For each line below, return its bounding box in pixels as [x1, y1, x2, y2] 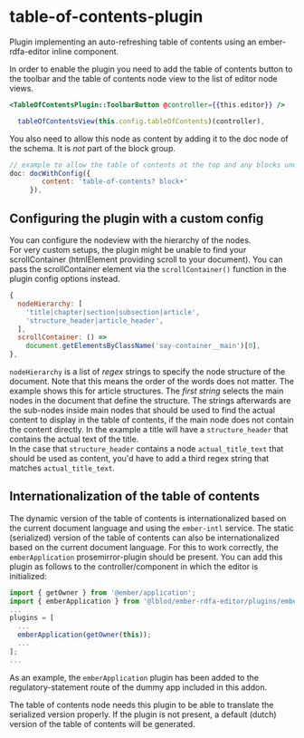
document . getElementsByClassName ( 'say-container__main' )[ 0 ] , [25, 342, 261, 351]
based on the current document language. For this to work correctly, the [9, 541, 279, 552]
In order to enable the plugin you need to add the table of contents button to [9, 63, 293, 74]
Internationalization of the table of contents [9, 489, 261, 504]
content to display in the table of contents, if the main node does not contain [9, 414, 294, 425]
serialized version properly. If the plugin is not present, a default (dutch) [9, 709, 278, 720]
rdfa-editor [9, 45, 51, 56]
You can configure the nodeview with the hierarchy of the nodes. [9, 235, 252, 246]
